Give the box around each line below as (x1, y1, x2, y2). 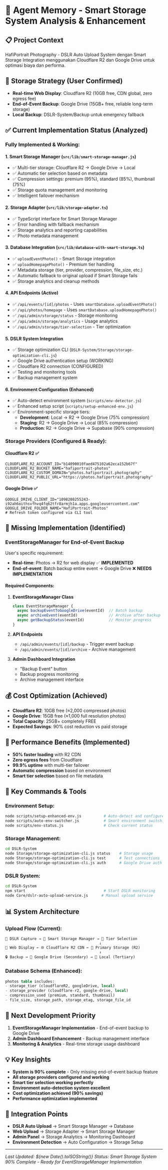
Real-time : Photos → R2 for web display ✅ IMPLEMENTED (12, 560, 133, 566)
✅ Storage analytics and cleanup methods (12, 278, 99, 284)
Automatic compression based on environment (12, 767, 111, 773)
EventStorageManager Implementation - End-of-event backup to (12, 1024, 149, 1031)
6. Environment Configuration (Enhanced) (5, 386, 94, 392)
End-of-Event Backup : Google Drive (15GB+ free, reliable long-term (12, 100, 153, 107)
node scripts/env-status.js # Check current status (5, 823, 153, 828)
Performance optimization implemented (12, 1095, 97, 1101)
